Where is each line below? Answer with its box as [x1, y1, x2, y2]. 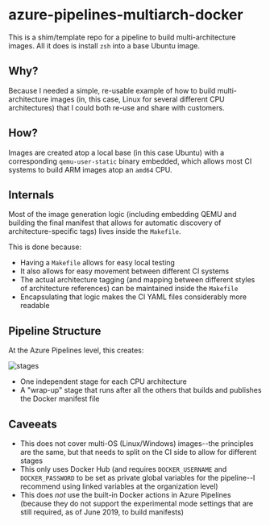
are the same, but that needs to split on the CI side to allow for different [19, 448, 257, 456]
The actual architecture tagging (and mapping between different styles [19, 275, 255, 285]
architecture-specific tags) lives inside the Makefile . [8, 227, 181, 236]
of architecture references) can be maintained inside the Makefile [19, 284, 239, 294]
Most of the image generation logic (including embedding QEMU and [8, 210, 237, 219]
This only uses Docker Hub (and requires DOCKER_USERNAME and [19, 465, 227, 473]
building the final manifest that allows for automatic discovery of [8, 218, 222, 227]
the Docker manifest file [19, 394, 100, 404]
